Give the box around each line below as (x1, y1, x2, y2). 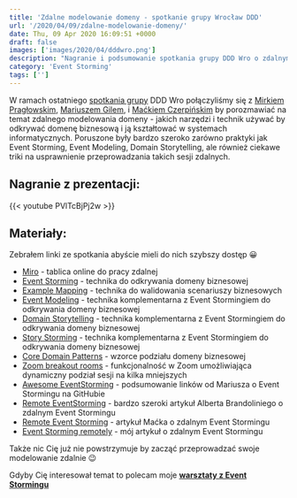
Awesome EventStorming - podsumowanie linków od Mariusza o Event (21, 379, 280, 390)
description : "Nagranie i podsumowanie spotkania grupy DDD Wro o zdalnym (9, 54, 291, 63)
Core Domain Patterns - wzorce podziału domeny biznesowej (21, 351, 246, 362)
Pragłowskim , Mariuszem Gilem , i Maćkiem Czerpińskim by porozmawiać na (9, 103, 287, 115)
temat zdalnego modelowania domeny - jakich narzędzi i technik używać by (9, 113, 286, 124)
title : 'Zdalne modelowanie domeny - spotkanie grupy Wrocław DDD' (9, 12, 263, 22)
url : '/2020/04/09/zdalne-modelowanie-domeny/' (9, 21, 188, 30)
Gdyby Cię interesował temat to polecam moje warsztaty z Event (9, 470, 247, 480)
